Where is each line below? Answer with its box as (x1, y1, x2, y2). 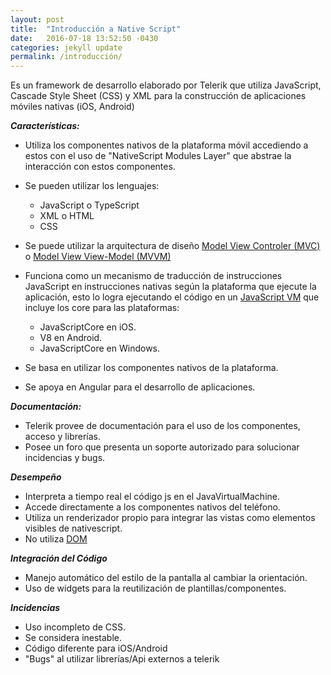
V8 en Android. (39, 332, 103, 344)
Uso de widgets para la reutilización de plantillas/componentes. (24, 582, 287, 595)
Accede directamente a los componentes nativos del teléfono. (24, 501, 281, 513)
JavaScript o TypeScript (39, 199, 140, 211)
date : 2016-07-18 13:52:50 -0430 (10, 33, 159, 43)
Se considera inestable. (24, 632, 123, 644)
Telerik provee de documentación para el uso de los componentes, (24, 420, 301, 432)
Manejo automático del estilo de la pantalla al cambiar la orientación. (24, 572, 308, 584)
